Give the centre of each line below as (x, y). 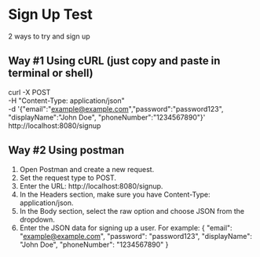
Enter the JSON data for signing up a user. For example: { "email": (126, 228)
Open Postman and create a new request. (87, 169)
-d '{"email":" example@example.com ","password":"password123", (116, 108)
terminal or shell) (51, 73)
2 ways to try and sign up (49, 36)
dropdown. (37, 219)
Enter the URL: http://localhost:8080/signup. (91, 185)
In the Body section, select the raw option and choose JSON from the (132, 211)
